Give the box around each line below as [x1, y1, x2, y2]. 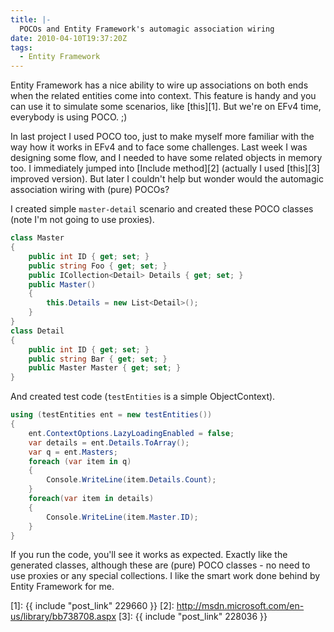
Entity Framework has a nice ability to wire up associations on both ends [10, 79, 309, 91]
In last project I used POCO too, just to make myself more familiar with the [10, 131, 315, 143]
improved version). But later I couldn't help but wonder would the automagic [10, 173, 324, 185]
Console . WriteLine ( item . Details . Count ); [46, 475, 217, 485]
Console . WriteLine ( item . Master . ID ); [46, 512, 199, 522]
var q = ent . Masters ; [28, 447, 118, 457]
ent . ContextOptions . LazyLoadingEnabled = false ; [28, 428, 235, 438]
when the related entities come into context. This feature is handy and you [10, 90, 317, 102]
